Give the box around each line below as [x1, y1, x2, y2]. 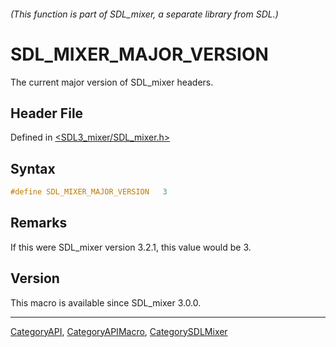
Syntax [10, 160, 56, 177]
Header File [10, 105, 84, 122]
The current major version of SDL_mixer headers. [10, 76, 214, 88]
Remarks [10, 215, 68, 232]
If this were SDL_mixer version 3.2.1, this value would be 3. [10, 241, 252, 253]
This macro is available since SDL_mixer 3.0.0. [10, 296, 202, 309]
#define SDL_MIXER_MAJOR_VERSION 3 [10, 187, 168, 197]
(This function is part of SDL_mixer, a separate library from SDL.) [10, 8, 279, 20]
